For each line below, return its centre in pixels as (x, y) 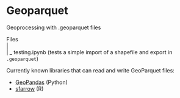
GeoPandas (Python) (41, 82)
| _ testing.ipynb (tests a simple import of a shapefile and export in (89, 52)
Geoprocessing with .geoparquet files (54, 27)
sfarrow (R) (29, 88)
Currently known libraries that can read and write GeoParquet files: (91, 70)
